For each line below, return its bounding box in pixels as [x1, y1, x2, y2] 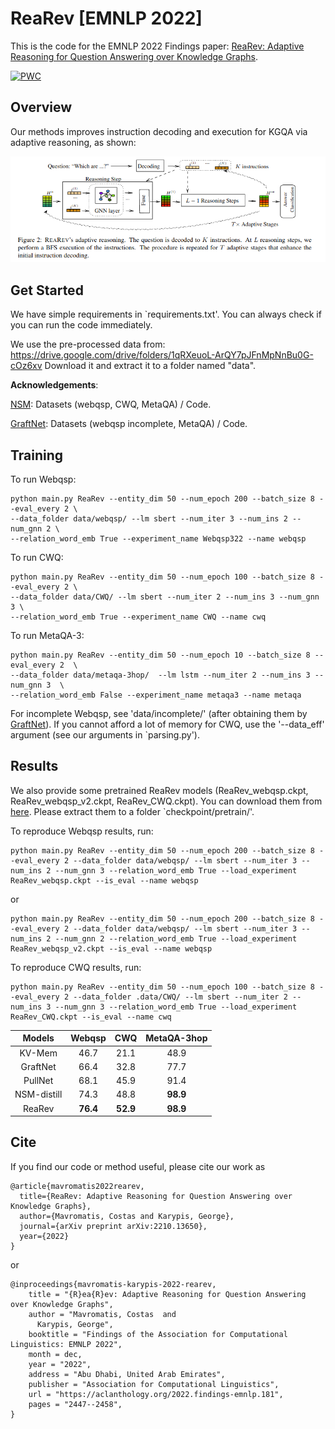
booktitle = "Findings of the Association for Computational [28, 1329, 288, 1339]
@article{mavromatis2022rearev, [10, 1181, 145, 1191]
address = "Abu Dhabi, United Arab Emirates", [28, 1369, 226, 1379]
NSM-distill [14, 1088, 63, 1101]
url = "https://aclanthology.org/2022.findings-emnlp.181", [28, 1389, 284, 1399]
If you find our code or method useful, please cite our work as [10, 1160, 266, 1172]
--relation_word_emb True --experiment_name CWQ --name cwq [10, 612, 267, 622]
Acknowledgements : [10, 379, 99, 391]
